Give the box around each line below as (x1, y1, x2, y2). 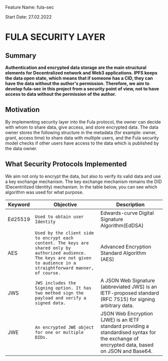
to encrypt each (34, 235, 74, 240)
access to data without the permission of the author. (5, 91, 116, 97)
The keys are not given (34, 255, 91, 260)
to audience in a (34, 260, 76, 265)
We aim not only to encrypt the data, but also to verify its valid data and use (5, 173, 161, 179)
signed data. (34, 300, 66, 305)
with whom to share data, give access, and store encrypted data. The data (5, 124, 158, 130)
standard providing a (100, 322, 149, 329)
